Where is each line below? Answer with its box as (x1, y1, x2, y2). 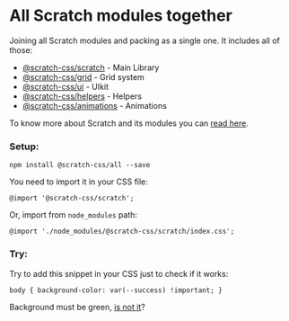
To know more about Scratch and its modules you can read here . (9, 118, 249, 129)
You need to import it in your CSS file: (9, 176, 148, 187)
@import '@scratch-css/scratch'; (9, 194, 135, 203)
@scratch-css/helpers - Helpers (22, 91, 142, 102)
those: (9, 44, 33, 55)
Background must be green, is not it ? (9, 301, 145, 312)
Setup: (9, 140, 39, 153)
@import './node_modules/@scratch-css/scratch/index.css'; (9, 227, 235, 236)
